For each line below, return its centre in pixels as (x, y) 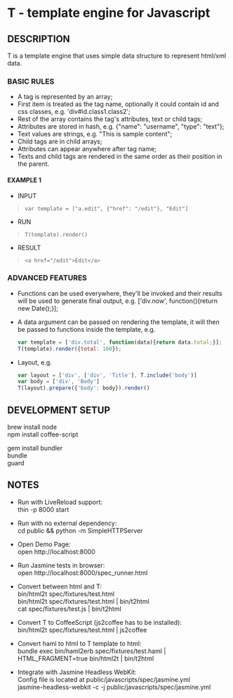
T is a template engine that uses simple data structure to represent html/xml (117, 56)
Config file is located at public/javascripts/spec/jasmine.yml (104, 679)
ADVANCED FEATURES (47, 278)
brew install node (32, 427)
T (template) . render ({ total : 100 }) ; (69, 349)
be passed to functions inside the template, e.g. (86, 329)
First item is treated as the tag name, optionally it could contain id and (118, 104)
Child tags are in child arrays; (60, 141)
